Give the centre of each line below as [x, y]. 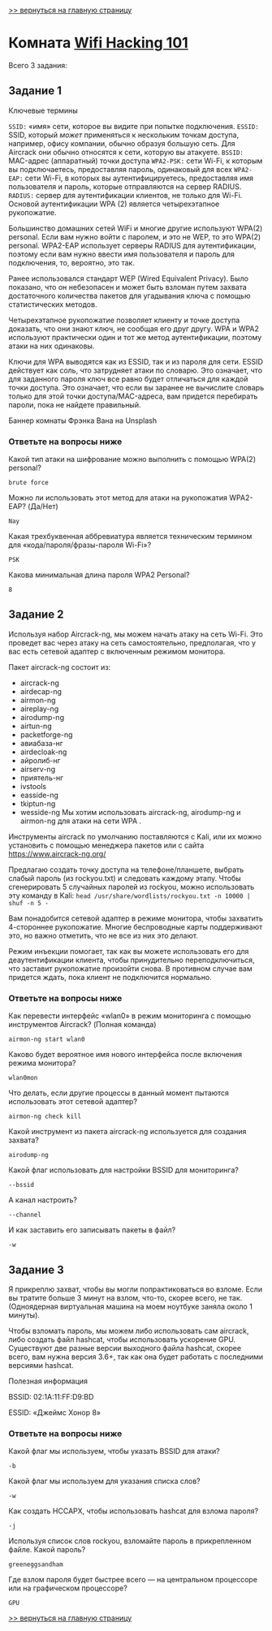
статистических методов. [53, 304]
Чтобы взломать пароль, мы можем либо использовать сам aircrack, [129, 1331]
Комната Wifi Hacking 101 [98, 43]
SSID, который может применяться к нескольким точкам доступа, [124, 135]
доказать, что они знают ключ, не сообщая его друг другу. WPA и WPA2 [134, 328]
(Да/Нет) [43, 507]
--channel [25, 1215]
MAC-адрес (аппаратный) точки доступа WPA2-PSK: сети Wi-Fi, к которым [136, 161]
